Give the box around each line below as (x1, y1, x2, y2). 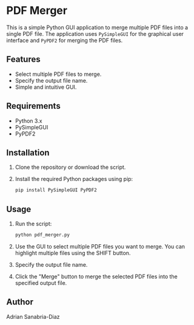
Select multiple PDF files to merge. (15, 70, 102, 78)
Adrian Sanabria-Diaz (6, 313, 60, 320)
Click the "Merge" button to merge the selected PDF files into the (15, 273, 178, 280)
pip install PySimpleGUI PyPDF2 (15, 187, 97, 193)
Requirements (6, 101, 61, 111)
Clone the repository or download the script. (15, 163, 126, 171)
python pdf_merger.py (15, 232, 70, 238)
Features (6, 54, 41, 64)
